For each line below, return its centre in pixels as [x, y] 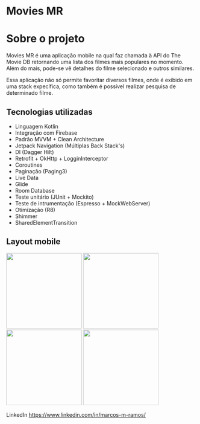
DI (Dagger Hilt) [34, 152]
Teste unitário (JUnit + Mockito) [55, 197]
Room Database [35, 190]
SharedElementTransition [46, 222]
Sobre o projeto [45, 39]
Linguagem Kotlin [36, 126]
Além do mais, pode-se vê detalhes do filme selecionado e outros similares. [100, 68]
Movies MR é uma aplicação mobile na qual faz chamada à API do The [93, 56]
